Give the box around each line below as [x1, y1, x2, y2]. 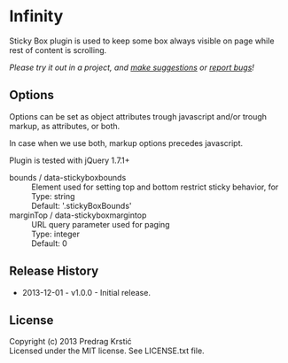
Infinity [9, 6, 64, 27]
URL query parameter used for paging [31, 219, 170, 229]
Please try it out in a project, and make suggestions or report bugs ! [9, 62, 255, 73]
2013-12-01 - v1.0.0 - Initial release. [21, 287, 151, 297]
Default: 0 [31, 237, 68, 249]
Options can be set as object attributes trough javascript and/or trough [9, 111, 268, 121]
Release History [9, 264, 99, 279]
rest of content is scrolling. [9, 44, 107, 55]
